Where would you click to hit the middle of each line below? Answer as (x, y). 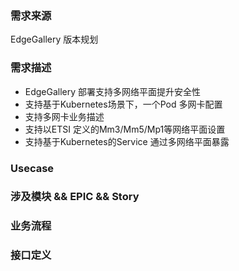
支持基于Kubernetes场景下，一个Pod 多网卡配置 (123, 104)
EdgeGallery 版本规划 (54, 39)
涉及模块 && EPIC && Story (75, 197)
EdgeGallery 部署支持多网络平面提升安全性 (113, 91)
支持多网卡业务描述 (64, 116)
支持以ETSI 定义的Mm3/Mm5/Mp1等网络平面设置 (125, 129)
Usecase (32, 168)
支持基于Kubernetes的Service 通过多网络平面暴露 (127, 141)
